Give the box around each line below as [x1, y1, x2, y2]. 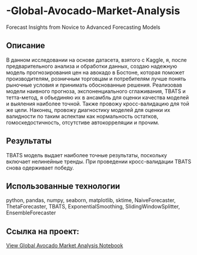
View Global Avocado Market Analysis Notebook [6, 242, 123, 249]
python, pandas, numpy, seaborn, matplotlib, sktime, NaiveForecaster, [6, 197, 176, 204]
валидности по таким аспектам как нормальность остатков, [6, 112, 159, 120]
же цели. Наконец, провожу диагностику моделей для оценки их [6, 106, 171, 113]
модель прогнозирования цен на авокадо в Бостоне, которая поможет [6, 69, 185, 76]
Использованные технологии [6, 181, 121, 191]
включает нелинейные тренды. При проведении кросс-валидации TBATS [6, 158, 192, 165]
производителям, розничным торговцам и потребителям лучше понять [6, 75, 186, 82]
